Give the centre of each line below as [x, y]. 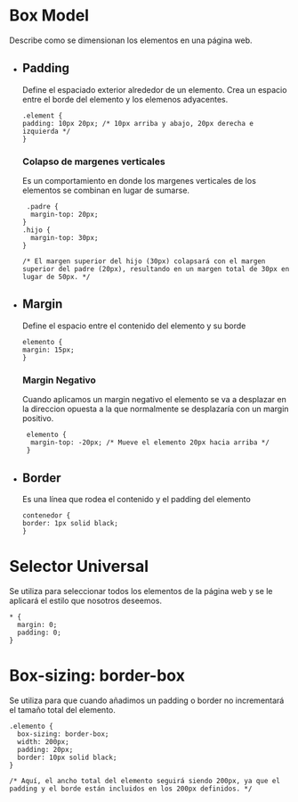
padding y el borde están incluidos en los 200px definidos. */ [131, 789]
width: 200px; [43, 741]
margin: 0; [37, 624]
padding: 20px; [45, 749]
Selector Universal [79, 566]
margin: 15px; [48, 350]
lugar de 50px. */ [56, 277]
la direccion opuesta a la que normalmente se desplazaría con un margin [155, 409]
